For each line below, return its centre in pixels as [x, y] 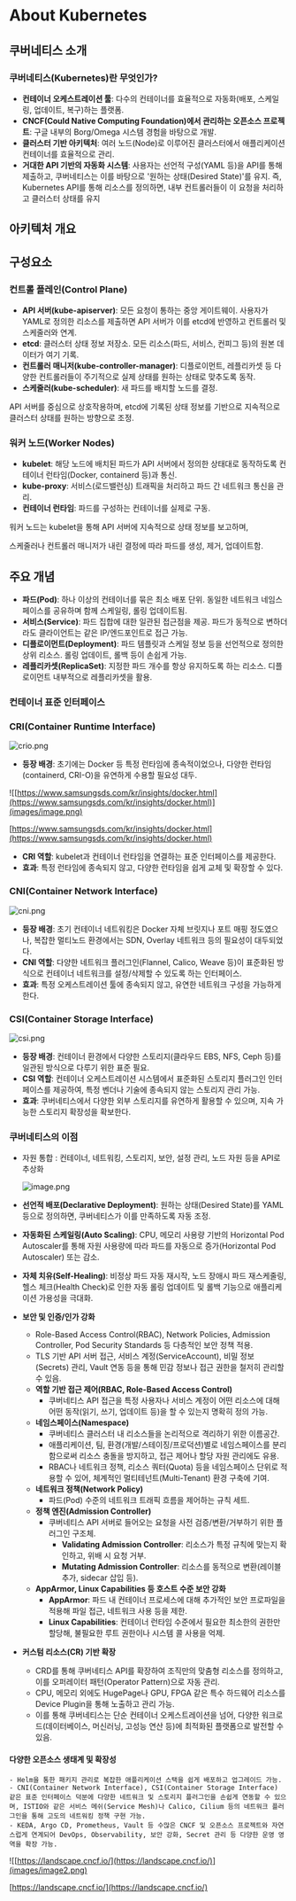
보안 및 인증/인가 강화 [58, 1317]
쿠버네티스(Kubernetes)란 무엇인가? [83, 78]
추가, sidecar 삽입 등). [100, 1578]
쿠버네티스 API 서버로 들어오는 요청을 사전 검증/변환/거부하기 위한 [161, 1523]
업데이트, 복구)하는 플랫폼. [79, 109]
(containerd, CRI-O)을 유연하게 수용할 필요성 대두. [109, 775]
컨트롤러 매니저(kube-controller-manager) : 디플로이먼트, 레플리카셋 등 [147, 365]
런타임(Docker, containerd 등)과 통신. [111, 475]
